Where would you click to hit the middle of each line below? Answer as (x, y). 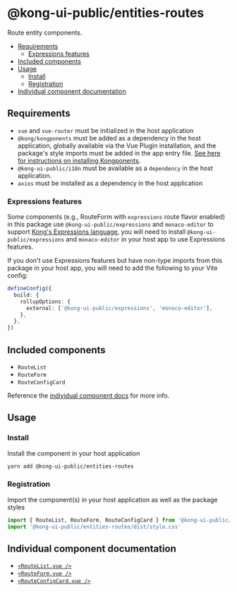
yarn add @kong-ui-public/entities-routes (71, 466)
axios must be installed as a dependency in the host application (110, 183)
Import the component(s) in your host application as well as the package (113, 499)
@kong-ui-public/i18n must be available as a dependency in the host (115, 168)
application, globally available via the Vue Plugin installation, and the (117, 146)
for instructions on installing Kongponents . (79, 160)
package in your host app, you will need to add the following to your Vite (113, 268)
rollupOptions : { (45, 302)
